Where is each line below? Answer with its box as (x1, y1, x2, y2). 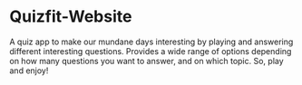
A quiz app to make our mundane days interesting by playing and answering (9, 36, 294, 47)
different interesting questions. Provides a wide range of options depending (9, 45, 292, 56)
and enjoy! (9, 65, 49, 76)
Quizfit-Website (9, 6, 132, 27)
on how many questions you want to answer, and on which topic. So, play (9, 55, 284, 66)
